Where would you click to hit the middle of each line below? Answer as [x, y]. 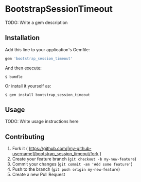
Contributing [25, 137]
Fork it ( [20, 149]
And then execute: [23, 68]
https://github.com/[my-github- [60, 149]
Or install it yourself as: [28, 86]
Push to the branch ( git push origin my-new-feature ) [66, 169]
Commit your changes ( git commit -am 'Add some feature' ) [72, 164]
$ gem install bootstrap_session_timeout [48, 95]
